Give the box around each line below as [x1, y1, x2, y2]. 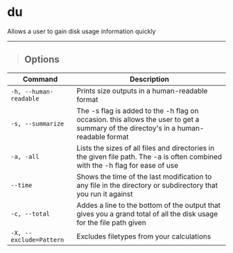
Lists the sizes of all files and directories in [76, 143, 215, 152]
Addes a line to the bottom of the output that [76, 200, 221, 210]
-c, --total [10, 209, 51, 218]
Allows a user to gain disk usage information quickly [7, 27, 156, 35]
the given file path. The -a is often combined [76, 152, 223, 162]
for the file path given [76, 218, 147, 227]
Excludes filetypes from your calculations [76, 232, 212, 241]
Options [24, 53, 60, 66]
